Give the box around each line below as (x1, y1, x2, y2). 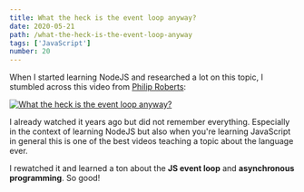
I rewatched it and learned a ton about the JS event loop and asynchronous (9, 163, 295, 174)
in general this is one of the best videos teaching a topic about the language (9, 136, 294, 147)
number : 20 (9, 47, 51, 56)
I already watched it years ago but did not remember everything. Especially (9, 117, 290, 128)
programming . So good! (9, 173, 101, 184)
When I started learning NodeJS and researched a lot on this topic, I (9, 72, 263, 82)
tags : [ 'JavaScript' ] (9, 38, 92, 48)
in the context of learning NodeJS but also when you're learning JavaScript (9, 126, 291, 137)
